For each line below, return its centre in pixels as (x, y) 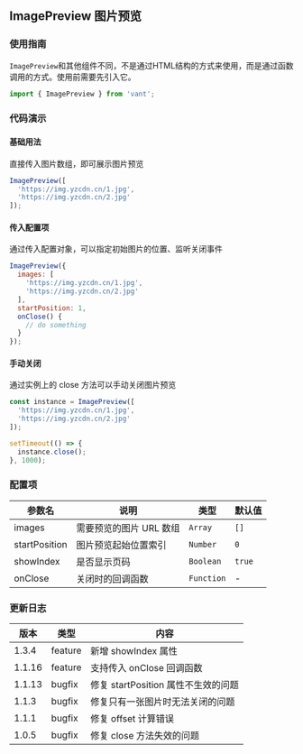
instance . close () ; (52, 452)
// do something (56, 325)
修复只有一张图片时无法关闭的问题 (162, 702)
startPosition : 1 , (52, 308)
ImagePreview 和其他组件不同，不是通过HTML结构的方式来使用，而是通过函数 (151, 65)
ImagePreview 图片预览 (76, 16)
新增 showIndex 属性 (133, 651)
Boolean (205, 561)
